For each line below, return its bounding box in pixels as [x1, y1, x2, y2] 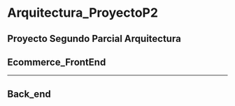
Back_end [7, 88, 51, 100]
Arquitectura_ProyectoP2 [7, 5, 159, 21]
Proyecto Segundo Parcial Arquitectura [7, 33, 182, 45]
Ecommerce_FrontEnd [7, 56, 106, 68]
